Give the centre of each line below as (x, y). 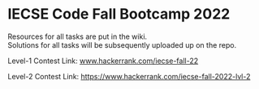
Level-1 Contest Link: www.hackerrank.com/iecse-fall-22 (103, 61)
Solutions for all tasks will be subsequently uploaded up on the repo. (122, 44)
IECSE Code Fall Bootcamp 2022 (119, 14)
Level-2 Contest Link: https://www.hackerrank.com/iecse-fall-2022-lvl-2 (129, 76)
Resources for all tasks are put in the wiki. (78, 36)
